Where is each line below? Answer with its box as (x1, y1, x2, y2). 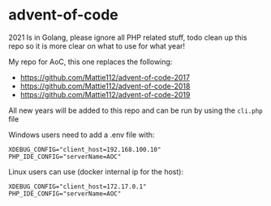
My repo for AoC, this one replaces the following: (8, 57, 173, 67)
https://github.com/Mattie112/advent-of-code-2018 (19, 81, 191, 91)
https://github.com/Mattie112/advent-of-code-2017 (19, 72, 191, 82)
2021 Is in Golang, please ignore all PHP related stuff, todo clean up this (8, 32, 247, 42)
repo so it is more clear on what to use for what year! (8, 41, 185, 50)
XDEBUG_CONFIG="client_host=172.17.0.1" (8, 182, 148, 191)
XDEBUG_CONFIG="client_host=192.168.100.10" (8, 145, 161, 153)
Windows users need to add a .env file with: (8, 130, 155, 139)
